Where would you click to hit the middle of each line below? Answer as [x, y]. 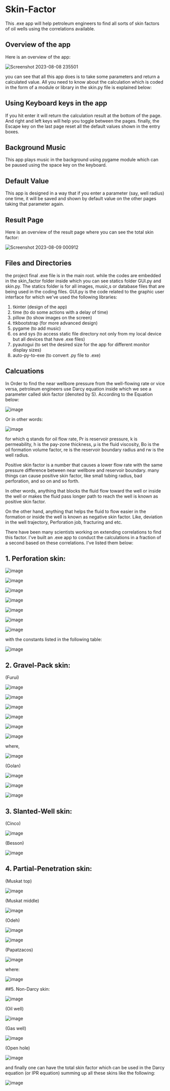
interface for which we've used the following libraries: [61, 297]
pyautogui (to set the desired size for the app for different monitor [81, 344]
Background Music [36, 147]
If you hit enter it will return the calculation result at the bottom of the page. [83, 116]
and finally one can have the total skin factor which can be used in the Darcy [85, 1067]
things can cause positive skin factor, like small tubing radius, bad [74, 475]
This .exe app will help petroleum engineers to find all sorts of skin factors [82, 23]
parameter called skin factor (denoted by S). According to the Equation [79, 394]
